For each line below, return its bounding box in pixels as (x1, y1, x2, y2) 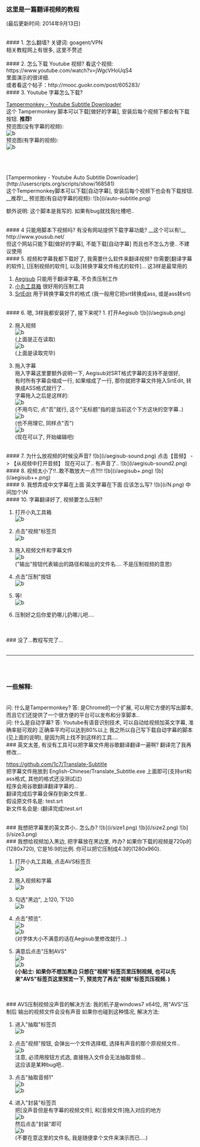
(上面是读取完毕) (14, 350, 56, 357)
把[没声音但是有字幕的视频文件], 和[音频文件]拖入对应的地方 (14, 1106, 162, 1114)
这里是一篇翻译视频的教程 (6, 5, 80, 13)
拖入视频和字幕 (14, 877, 52, 884)
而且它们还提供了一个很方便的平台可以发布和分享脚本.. (6, 711, 140, 718)
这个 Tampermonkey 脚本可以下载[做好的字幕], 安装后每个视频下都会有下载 (6, 108, 190, 115)
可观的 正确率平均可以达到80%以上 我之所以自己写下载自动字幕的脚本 (21, 726, 193, 733)
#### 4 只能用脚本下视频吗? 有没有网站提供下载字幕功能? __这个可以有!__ (6, 227, 186, 234)
